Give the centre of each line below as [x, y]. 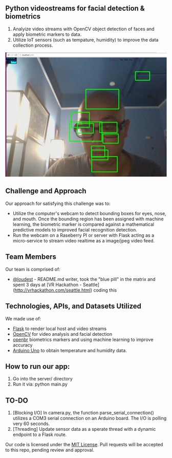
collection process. [33, 45]
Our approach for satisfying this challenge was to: [58, 203]
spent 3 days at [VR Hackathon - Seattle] [56, 284]
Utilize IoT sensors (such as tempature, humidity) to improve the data [85, 40]
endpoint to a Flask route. [40, 435]
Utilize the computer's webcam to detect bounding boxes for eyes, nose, [89, 213]
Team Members [31, 257]
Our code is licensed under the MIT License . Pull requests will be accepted [84, 445]
